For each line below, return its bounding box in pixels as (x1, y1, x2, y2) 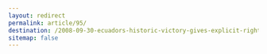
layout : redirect (8, 11, 66, 20)
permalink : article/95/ (8, 19, 87, 27)
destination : (8, 26, 52, 34)
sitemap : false (8, 33, 59, 42)
